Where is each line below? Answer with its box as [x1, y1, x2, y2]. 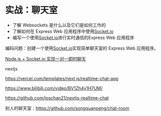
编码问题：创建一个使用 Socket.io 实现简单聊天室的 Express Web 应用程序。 [5, 45, 159, 51]
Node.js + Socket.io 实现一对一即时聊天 [5, 55, 86, 61]
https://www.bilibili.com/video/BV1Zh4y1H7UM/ [5, 85, 103, 91]
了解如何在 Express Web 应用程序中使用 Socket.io [12, 28, 114, 34]
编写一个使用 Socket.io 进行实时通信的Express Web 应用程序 [12, 34, 135, 40]
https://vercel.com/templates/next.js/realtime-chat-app [5, 75, 119, 81]
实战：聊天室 [5, 4, 58, 16]
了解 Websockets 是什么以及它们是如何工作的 [12, 22, 106, 28]
